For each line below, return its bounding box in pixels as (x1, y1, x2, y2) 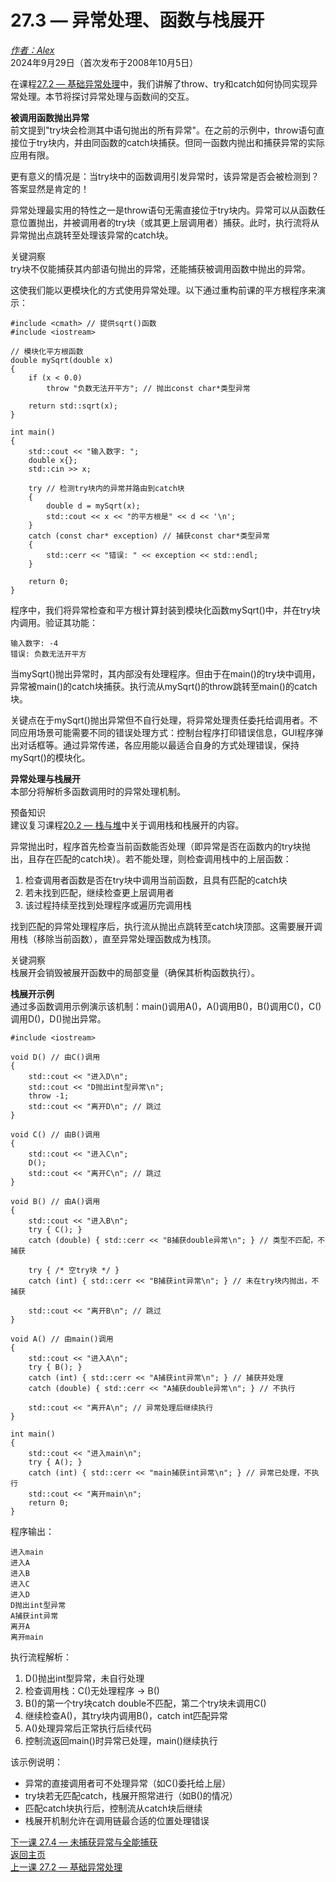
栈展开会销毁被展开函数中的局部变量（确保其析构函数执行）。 (10, 966, 260, 978)
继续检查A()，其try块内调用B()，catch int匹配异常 (24, 1709, 228, 1721)
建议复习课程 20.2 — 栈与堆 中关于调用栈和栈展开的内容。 (10, 819, 245, 831)
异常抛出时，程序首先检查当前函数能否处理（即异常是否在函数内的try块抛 (10, 840, 311, 852)
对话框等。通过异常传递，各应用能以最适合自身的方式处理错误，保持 (18, 739, 300, 751)
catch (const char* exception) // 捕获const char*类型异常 (28, 531, 270, 541)
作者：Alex (10, 44, 55, 56)
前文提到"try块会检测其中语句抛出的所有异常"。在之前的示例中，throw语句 (10, 124, 317, 136)
